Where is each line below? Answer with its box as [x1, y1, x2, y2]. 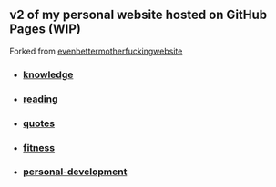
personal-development [22, 165, 128, 178]
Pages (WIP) [9, 22, 82, 37]
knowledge [22, 68, 74, 81]
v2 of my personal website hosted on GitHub [9, 7, 268, 23]
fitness [22, 141, 56, 153]
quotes [22, 117, 56, 130]
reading [22, 93, 58, 105]
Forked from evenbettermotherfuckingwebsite [9, 45, 183, 56]
